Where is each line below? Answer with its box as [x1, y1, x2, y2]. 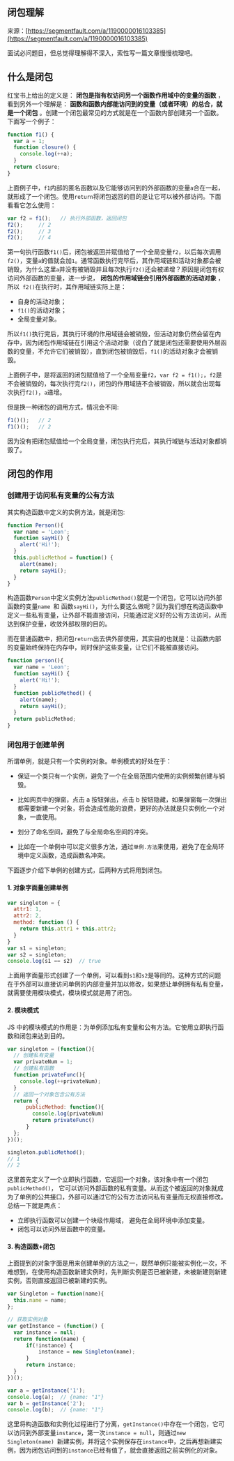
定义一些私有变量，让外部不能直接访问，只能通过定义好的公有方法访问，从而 [7, 611, 227, 620]
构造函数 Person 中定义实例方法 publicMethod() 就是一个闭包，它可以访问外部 [7, 594, 223, 602]
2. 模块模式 [7, 1005, 40, 1014]
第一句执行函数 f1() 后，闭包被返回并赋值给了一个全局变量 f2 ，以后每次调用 [7, 248, 221, 256]
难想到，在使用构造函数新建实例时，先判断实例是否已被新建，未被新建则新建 [7, 1268, 227, 1276]
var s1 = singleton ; [7, 945, 68, 952]
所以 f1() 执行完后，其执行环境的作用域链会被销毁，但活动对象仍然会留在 [7, 330, 215, 338]
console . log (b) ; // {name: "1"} [7, 1407, 104, 1414]
